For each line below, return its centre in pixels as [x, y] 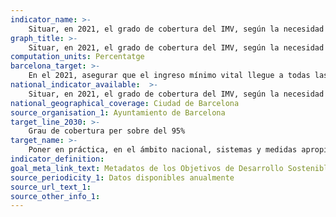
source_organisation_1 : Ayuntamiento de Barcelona [118, 112]
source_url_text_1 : [51, 187]
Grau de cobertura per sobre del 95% [107, 131]
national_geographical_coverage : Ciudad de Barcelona [125, 103]
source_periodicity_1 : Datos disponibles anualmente [122, 177]
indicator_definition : [57, 159]
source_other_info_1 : [55, 196]
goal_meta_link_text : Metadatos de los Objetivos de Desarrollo [147, 168]
